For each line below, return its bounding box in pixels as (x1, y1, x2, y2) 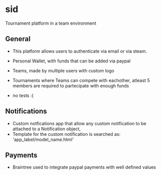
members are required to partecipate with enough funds (12, 82, 129, 89)
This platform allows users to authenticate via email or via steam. (12, 48, 147, 54)
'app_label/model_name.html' (12, 136, 74, 142)
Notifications (5, 107, 47, 116)
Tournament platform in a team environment (5, 20, 97, 26)
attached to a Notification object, (12, 126, 81, 132)
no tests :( (12, 92, 34, 99)
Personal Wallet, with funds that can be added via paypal (12, 58, 131, 64)
